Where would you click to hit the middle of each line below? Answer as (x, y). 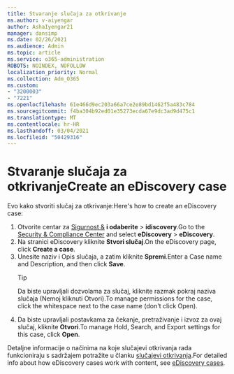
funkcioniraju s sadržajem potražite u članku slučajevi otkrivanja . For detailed (117, 355)
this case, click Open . (49, 335)
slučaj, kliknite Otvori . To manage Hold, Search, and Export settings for (119, 327)
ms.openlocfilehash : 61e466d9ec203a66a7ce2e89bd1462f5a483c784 (101, 105)
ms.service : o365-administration (56, 59)
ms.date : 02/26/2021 (37, 40)
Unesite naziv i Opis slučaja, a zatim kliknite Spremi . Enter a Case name (119, 257)
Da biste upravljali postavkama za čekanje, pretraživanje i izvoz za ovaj (119, 319)
